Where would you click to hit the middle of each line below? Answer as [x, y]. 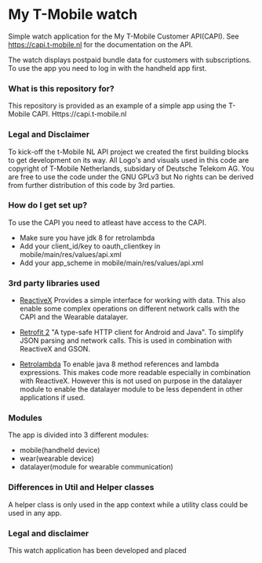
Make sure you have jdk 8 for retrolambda [87, 237]
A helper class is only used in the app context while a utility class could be [128, 504]
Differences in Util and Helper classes [81, 488]
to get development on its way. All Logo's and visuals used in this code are [129, 160]
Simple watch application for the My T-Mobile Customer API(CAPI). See [124, 36]
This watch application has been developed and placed [97, 550]
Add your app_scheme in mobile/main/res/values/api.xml [111, 263]
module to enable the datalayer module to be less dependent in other [131, 389]
